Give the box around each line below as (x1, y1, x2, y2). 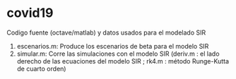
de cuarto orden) (16, 64, 66, 73)
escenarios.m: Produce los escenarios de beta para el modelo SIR (16, 42, 209, 50)
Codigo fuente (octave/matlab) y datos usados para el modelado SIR (6, 28, 206, 37)
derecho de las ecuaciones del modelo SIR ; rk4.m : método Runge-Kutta (16, 56, 229, 65)
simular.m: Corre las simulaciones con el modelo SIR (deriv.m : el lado (16, 49, 220, 58)
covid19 (6, 5, 54, 21)
